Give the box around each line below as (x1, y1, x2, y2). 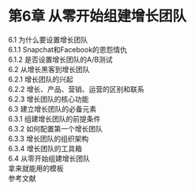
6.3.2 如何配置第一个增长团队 (8, 123, 103, 133)
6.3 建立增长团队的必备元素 (8, 104, 97, 113)
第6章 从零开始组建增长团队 (8, 7, 187, 25)
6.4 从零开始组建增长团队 (8, 154, 91, 163)
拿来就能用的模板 (8, 163, 64, 173)
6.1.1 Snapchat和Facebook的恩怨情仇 (8, 44, 128, 54)
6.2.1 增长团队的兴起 (8, 74, 73, 84)
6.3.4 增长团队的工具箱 (8, 143, 83, 153)
